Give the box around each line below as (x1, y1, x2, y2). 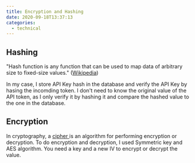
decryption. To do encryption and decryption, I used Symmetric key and (6, 139, 183, 146)
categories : (6, 20, 36, 25)
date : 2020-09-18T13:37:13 (6, 14, 73, 20)
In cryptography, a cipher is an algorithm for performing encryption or (6, 132, 177, 139)
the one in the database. (6, 100, 66, 107)
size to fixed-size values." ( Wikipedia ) (6, 69, 99, 76)
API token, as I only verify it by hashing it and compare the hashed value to (6, 93, 189, 101)
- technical (11, 25, 42, 31)
